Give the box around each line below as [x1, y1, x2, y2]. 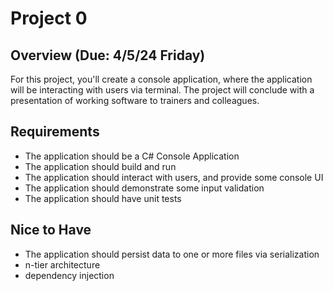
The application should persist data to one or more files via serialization [24, 248, 320, 260]
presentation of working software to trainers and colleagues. [10, 95, 260, 106]
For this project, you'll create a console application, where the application [10, 73, 313, 85]
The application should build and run [24, 160, 177, 172]
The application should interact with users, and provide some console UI [24, 171, 324, 183]
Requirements [10, 123, 100, 141]
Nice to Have [10, 222, 92, 239]
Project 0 [10, 7, 88, 30]
